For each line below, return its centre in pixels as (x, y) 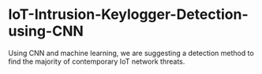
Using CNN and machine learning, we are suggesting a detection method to (131, 53)
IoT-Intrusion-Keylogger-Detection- (128, 15)
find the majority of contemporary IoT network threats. (97, 61)
